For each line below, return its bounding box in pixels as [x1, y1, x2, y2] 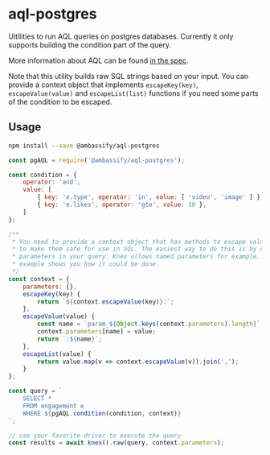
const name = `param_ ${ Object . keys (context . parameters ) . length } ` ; [37, 320, 264, 329]
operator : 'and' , [22, 178, 81, 186]
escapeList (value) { [22, 350, 92, 358]
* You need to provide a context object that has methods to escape [11, 238, 247, 246]
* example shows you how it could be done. [11, 260, 160, 268]
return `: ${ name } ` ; [37, 335, 103, 343]
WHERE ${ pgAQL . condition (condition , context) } [22, 409, 182, 417]
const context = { [8, 275, 70, 283]
